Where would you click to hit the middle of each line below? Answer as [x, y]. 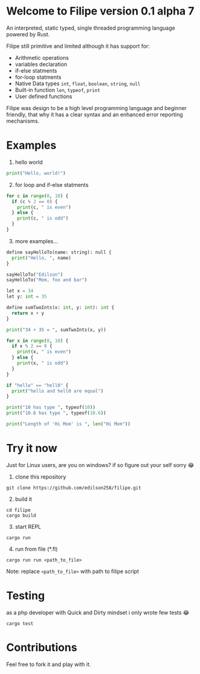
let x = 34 [20, 291]
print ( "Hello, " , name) [41, 258]
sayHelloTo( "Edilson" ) [35, 274]
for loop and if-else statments [52, 185]
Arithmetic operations [42, 57]
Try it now [32, 448]
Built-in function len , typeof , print [58, 90]
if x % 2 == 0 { [32, 346]
